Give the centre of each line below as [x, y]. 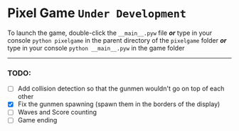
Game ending [37, 120]
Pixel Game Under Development [97, 13]
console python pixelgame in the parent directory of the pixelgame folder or [117, 40]
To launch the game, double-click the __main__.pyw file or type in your [110, 33]
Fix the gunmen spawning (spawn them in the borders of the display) [119, 104]
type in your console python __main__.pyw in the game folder [96, 48]
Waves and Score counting [57, 112]
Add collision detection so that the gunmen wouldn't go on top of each [121, 89]
